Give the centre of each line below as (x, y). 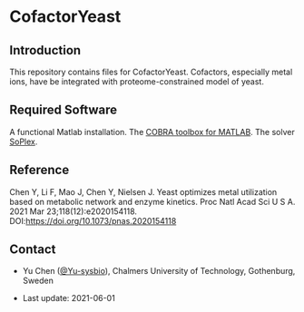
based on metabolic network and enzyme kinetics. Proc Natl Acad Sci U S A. (152, 201)
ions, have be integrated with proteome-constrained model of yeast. (137, 82)
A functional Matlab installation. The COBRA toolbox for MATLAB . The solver (152, 132)
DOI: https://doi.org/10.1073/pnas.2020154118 (93, 220)
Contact (33, 250)
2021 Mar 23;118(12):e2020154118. (74, 211)
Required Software (64, 110)
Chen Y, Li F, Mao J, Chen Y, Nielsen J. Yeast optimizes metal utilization (143, 191)
